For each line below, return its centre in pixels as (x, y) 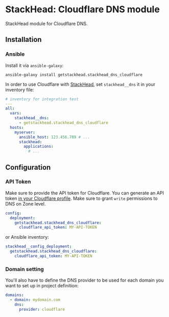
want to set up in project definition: (42, 286)
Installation (23, 40)
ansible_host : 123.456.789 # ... (54, 137)
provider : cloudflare (42, 309)
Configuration (28, 167)
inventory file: (20, 89)
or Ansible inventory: (27, 237)
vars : (16, 114)
